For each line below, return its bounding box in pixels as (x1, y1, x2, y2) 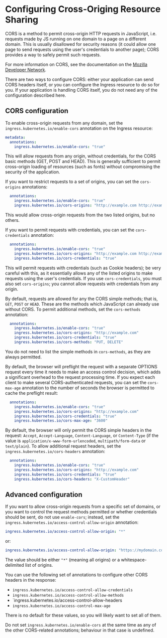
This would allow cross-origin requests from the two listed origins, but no (5, 212, 155, 218)
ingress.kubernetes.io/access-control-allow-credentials (12, 588, 133, 593)
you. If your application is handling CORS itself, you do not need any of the (5, 87, 158, 93)
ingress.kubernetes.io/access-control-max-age (12, 604, 111, 609)
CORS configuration (5, 107, 69, 115)
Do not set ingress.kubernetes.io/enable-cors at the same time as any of (5, 622, 157, 628)
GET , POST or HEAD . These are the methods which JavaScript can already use (5, 301, 160, 307)
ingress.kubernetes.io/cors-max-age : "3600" (14, 418, 108, 423)
